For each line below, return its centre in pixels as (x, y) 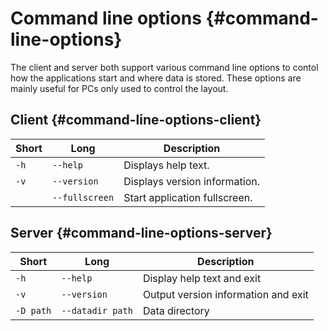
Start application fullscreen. (188, 197)
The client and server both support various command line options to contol (164, 67)
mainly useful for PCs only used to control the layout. (119, 88)
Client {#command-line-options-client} (136, 120)
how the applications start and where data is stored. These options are (156, 78)
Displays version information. (191, 181)
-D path (33, 310)
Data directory (176, 310)
